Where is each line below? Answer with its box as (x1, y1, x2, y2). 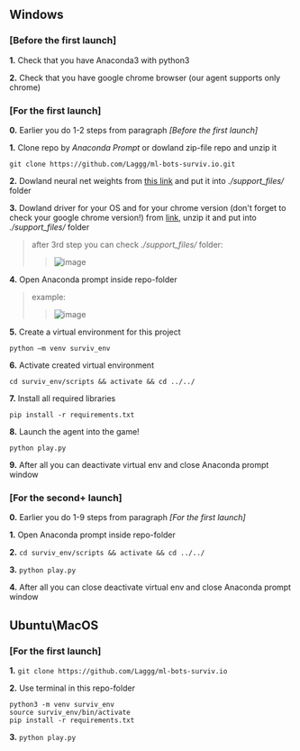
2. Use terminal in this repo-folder (9, 682, 135, 693)
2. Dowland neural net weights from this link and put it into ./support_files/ (9, 175, 285, 186)
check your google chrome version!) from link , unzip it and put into (9, 212, 257, 223)
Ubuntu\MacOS (9, 618, 99, 633)
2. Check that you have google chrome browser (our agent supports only (9, 72, 281, 83)
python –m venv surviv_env (9, 343, 111, 353)
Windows (9, 7, 64, 23)
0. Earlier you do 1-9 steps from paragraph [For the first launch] (9, 512, 246, 523)
